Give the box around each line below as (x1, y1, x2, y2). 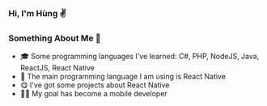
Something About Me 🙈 (8, 32, 101, 44)
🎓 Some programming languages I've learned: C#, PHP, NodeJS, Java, (19, 52, 260, 61)
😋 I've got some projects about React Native (19, 80, 170, 90)
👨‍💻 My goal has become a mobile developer (19, 89, 167, 99)
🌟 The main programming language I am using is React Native (19, 72, 227, 82)
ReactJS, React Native (19, 63, 95, 73)
